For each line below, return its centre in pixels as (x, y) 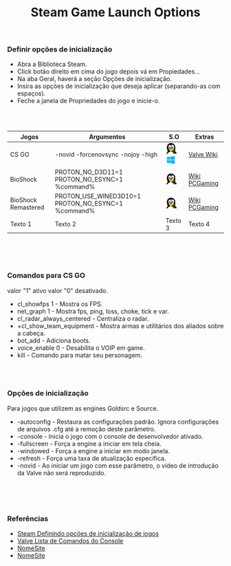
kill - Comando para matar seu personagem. (80, 355)
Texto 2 (66, 224)
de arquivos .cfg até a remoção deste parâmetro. (86, 429)
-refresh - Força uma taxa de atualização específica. (91, 458)
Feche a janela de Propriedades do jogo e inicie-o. (88, 101)
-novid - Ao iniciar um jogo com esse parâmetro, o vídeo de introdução (118, 466)
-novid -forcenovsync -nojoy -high (106, 155)
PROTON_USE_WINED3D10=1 (98, 196)
